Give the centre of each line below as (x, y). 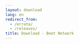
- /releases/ (24, 29)
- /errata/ (21, 24)
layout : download (24, 10)
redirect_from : (21, 19)
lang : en (15, 15)
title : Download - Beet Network (39, 33)
